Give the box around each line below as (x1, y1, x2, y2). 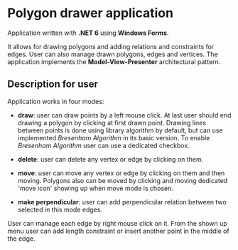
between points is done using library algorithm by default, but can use (17, 126, 223, 135)
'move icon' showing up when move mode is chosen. (17, 184, 174, 192)
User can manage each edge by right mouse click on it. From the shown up (7, 219, 227, 227)
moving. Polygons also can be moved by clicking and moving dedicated (17, 176, 228, 184)
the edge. (7, 234, 36, 243)
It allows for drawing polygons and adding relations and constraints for (7, 42, 215, 51)
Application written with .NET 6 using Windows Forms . (7, 28, 169, 37)
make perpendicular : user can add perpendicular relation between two (17, 197, 227, 206)
